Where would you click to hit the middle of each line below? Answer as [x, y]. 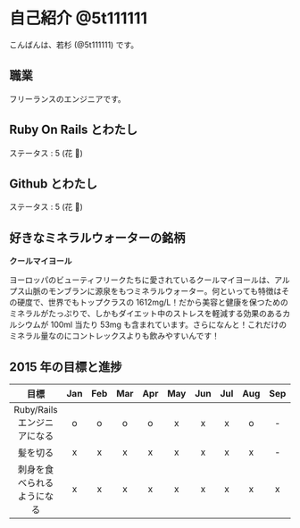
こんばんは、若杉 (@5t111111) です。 [74, 45]
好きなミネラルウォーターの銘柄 [97, 238]
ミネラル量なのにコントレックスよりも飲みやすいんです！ [115, 336]
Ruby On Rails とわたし [74, 130]
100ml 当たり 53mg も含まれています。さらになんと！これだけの [169, 325]
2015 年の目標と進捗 [66, 367]
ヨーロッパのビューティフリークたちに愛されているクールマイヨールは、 [142, 280]
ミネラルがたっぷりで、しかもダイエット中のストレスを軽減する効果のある [146, 314]
